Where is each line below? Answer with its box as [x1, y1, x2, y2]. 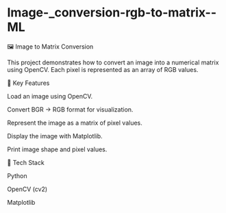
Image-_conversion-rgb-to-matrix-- [7, 5, 217, 21]
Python [7, 171, 27, 179]
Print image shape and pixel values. [7, 145, 108, 153]
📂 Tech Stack [7, 158, 45, 166]
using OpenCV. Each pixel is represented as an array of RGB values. [7, 65, 199, 73]
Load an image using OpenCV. [7, 92, 93, 100]
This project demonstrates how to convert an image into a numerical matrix [7, 58, 219, 66]
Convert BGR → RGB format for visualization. [7, 105, 134, 114]
